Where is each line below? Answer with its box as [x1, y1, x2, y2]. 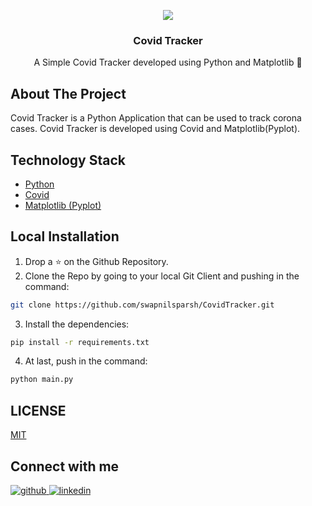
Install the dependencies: [24, 318, 130, 330]
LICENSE [10, 402, 67, 419]
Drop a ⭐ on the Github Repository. [24, 255, 169, 267]
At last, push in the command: [24, 355, 148, 367]
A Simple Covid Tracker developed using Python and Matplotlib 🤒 [33, 56, 303, 69]
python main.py [10, 375, 74, 385]
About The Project [10, 85, 127, 102]
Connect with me [10, 458, 120, 475]
